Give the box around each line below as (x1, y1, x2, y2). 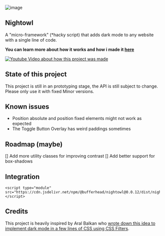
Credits (5, 207, 28, 215)
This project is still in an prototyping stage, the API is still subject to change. (5, 83, 158, 89)
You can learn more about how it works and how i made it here (5, 47, 135, 52)
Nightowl (5, 19, 33, 27)
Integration (5, 172, 40, 181)
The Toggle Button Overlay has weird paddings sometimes (12, 126, 131, 132)
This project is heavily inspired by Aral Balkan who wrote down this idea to (5, 220, 156, 226)
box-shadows (5, 158, 33, 164)
